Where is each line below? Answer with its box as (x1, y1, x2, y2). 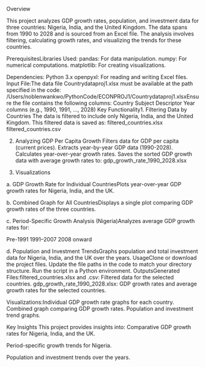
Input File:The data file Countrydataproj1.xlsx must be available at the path (6, 80, 193, 87)
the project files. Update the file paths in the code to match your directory (6, 260, 192, 268)
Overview (6, 6, 31, 12)
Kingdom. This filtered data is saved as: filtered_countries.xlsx (6, 119, 163, 126)
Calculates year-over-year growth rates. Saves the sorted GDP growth (15, 150, 193, 157)
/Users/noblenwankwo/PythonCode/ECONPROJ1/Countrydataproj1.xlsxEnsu (6, 93, 199, 100)
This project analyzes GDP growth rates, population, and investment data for (6, 17, 199, 24)
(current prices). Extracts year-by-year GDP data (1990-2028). (15, 144, 173, 151)
